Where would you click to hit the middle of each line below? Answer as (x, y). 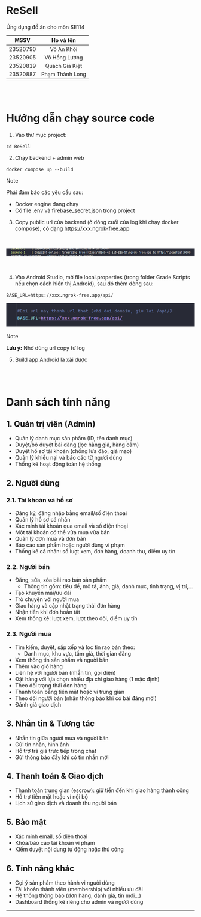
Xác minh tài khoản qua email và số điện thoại (71, 526)
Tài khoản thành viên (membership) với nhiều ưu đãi (79, 889)
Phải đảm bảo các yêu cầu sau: (45, 192)
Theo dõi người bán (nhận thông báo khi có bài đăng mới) (86, 698)
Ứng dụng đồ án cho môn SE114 (45, 27)
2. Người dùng (33, 483)
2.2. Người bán (28, 567)
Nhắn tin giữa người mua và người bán (62, 738)
